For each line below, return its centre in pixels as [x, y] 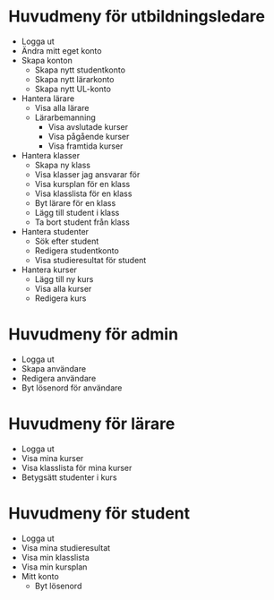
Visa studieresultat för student [90, 260]
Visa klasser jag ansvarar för [87, 174]
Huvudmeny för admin [94, 334]
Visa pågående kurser [89, 136]
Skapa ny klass [63, 165]
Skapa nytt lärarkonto [74, 79]
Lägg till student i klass [77, 212]
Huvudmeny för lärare [92, 424]
